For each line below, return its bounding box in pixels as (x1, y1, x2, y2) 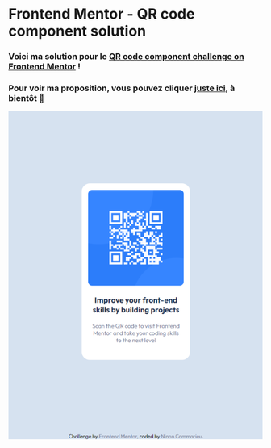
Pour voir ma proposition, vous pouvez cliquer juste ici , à (8, 82, 236, 94)
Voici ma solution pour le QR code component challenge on (8, 51, 244, 62)
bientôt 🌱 (8, 93, 45, 104)
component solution (8, 22, 147, 40)
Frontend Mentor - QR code (8, 5, 195, 23)
